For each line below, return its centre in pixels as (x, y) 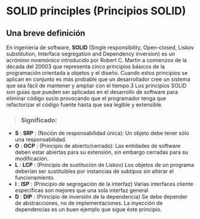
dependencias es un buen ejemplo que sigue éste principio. (88, 209)
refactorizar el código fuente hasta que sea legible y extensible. (84, 105)
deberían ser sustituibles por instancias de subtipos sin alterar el (94, 171)
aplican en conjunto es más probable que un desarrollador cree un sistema (98, 79)
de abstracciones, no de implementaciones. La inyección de (89, 203)
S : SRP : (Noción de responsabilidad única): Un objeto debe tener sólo (102, 133)
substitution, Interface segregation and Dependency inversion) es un (90, 54)
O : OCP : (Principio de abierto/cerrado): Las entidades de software (98, 146)
